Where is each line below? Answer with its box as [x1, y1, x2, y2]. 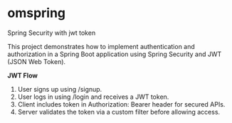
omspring [7, 5, 66, 21]
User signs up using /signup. [17, 85, 102, 93]
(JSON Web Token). [7, 57, 66, 65]
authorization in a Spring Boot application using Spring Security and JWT [7, 50, 222, 58]
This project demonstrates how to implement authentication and [7, 42, 196, 50]
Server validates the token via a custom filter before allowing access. [17, 107, 221, 116]
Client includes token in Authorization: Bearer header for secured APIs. [17, 100, 226, 108]
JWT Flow [7, 71, 38, 80]
